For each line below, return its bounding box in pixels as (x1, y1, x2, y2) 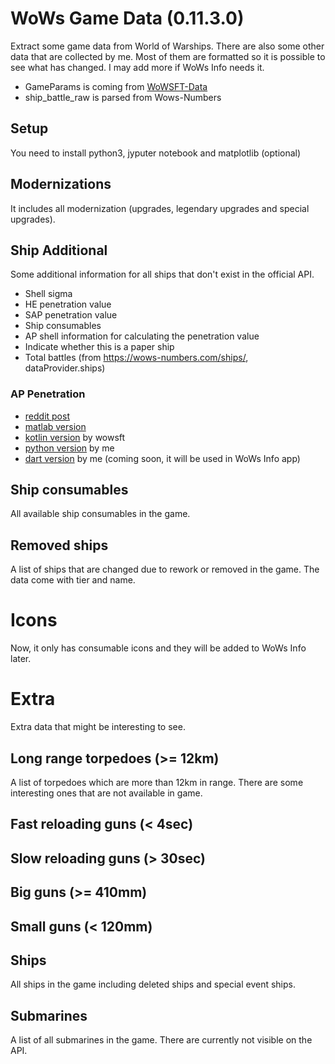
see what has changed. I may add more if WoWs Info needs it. (10, 61, 265, 73)
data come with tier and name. (10, 574, 136, 586)
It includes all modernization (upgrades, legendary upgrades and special (10, 202, 310, 214)
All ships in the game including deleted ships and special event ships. (10, 978, 296, 991)
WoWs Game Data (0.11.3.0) (10, 7, 245, 30)
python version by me (24, 442, 115, 454)
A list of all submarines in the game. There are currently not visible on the (10, 1034, 313, 1046)
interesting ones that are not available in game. (10, 787, 203, 799)
